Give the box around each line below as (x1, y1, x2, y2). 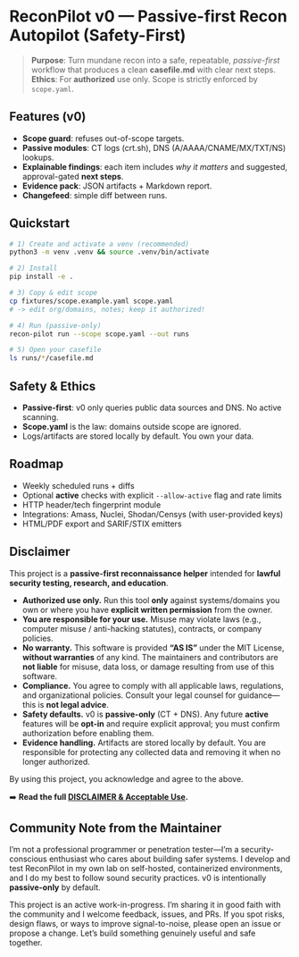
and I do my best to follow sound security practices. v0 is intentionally (9, 873, 267, 884)
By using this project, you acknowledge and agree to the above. (9, 773, 244, 784)
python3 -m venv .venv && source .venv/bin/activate (9, 248, 210, 256)
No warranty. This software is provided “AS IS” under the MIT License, (21, 642, 285, 653)
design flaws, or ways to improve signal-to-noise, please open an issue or (9, 919, 281, 929)
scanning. (21, 412, 60, 422)
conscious (9, 853, 47, 864)
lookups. (21, 152, 54, 163)
